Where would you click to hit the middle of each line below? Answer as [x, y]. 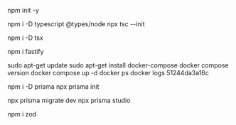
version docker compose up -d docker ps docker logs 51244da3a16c [108, 73]
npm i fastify [26, 51]
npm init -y [23, 10]
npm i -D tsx [26, 38]
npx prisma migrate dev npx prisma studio [69, 100]
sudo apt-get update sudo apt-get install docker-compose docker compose [118, 65]
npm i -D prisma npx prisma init [53, 87]
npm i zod [22, 114]
